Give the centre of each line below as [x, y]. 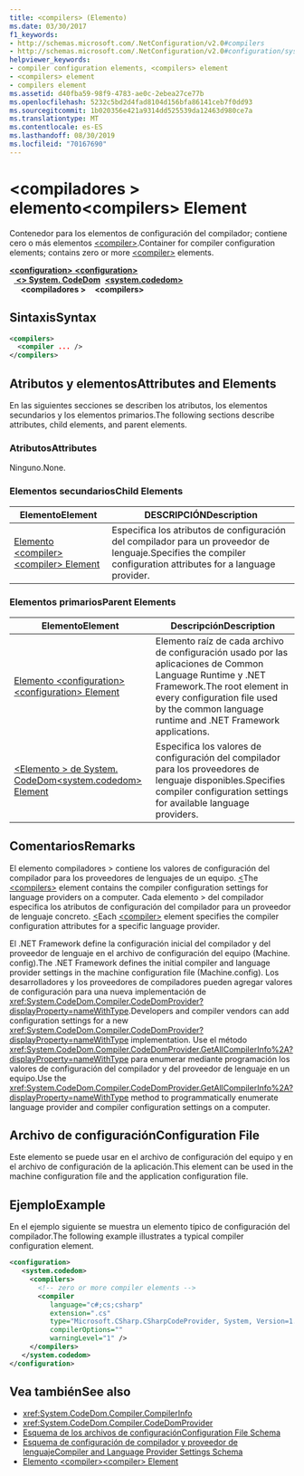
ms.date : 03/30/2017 [48, 26]
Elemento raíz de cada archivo [220, 641]
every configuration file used [216, 697]
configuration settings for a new [69, 1021]
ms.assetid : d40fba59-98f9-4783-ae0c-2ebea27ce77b [107, 93]
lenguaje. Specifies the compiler [179, 552]
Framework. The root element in [222, 686]
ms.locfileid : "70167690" [58, 144]
